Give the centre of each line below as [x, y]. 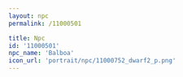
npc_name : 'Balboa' [41, 53]
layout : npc [28, 16]
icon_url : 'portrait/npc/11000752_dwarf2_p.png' [92, 61]
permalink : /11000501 [45, 24]
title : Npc [27, 38]
